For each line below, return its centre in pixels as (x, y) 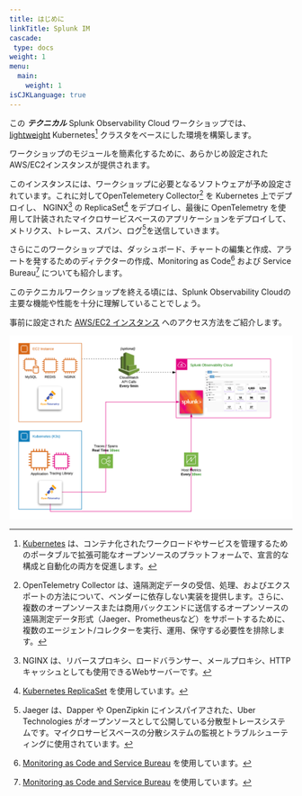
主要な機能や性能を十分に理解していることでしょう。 (107, 303)
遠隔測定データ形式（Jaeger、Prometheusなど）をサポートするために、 (156, 619)
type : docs (33, 48)
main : (28, 77)
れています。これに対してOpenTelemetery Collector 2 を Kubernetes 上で (143, 195)
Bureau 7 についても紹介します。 (68, 272)
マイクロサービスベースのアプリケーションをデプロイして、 (181, 218)
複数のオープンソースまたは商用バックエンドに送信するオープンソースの (155, 608)
